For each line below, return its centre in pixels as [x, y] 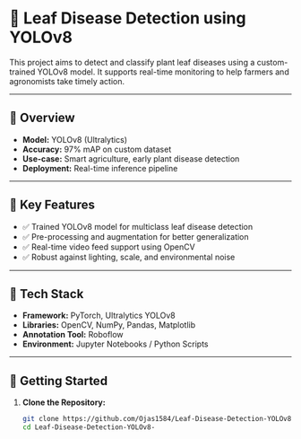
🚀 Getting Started [59, 381]
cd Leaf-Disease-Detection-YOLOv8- [89, 427]
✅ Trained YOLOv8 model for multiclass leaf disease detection [138, 226]
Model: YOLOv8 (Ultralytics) [75, 139]
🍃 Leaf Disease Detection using [128, 18]
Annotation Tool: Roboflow [73, 335]
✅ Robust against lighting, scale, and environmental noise [129, 257]
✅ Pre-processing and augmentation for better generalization [135, 236]
